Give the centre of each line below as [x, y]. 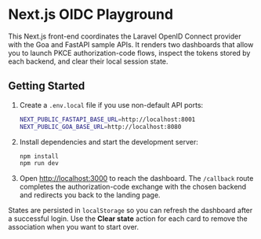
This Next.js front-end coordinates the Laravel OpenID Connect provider [125, 36]
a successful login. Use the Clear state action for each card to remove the [128, 219]
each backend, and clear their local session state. [88, 61]
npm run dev [39, 164]
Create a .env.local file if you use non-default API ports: [111, 105]
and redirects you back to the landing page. [90, 195]
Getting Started [47, 86]
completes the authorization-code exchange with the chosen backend [133, 187]
